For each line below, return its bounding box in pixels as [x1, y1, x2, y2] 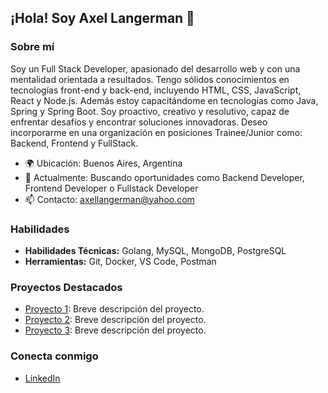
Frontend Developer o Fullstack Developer [24, 182, 199, 194]
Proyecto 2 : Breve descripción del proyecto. [24, 314, 207, 326]
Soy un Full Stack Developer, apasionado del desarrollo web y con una [10, 62, 301, 75]
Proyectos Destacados [10, 280, 123, 294]
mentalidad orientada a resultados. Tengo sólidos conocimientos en [10, 73, 290, 85]
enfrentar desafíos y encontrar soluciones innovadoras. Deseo [10, 116, 268, 128]
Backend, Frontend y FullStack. [10, 137, 139, 149]
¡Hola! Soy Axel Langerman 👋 [10, 10, 195, 27]
